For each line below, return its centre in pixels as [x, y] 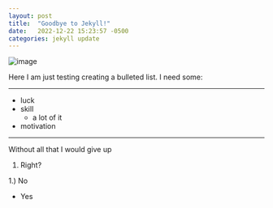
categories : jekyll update [54, 38]
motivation [38, 126]
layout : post [30, 16]
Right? [31, 165]
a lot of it [47, 117]
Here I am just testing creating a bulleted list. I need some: [106, 77]
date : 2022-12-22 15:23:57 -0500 [69, 31]
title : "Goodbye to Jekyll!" [60, 23]
